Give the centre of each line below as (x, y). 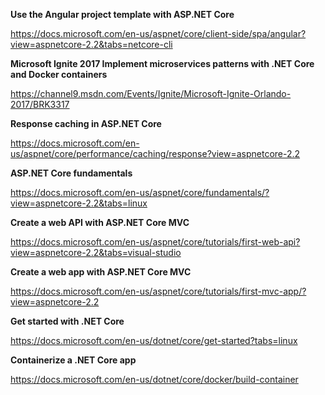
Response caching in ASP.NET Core (86, 123)
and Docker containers (59, 74)
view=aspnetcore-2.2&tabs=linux (79, 203)
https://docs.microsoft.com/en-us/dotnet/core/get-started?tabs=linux (154, 340)
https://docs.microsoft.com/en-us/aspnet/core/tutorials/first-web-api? (155, 242)
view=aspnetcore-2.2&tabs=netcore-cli (91, 44)
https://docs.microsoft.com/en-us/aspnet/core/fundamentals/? (140, 192)
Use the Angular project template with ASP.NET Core (122, 14)
